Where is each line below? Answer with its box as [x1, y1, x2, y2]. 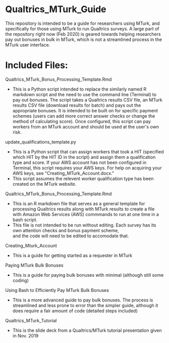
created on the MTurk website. [12, 181, 77, 187]
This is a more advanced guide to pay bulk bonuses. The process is [12, 297, 153, 303]
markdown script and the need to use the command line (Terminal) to [12, 91, 157, 97]
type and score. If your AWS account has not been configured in [12, 159, 147, 165]
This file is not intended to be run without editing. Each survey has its [12, 222, 156, 228]
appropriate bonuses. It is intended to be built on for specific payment [12, 107, 158, 113]
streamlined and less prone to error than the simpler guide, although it [12, 302, 158, 308]
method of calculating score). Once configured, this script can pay [12, 118, 151, 124]
